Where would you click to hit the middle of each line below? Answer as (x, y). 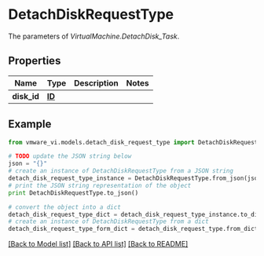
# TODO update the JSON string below (70, 156)
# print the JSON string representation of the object (100, 185)
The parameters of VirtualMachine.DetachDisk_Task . (94, 36)
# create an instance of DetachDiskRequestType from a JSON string (121, 171)
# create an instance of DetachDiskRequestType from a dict (109, 221)
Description (96, 82)
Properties (35, 61)
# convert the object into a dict (65, 207)
